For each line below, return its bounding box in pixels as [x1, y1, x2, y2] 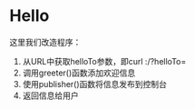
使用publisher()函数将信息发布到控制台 [22, 78, 168, 89]
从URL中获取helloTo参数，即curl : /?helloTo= [22, 55, 187, 66]
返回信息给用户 [22, 90, 79, 101]
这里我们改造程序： [9, 36, 82, 47]
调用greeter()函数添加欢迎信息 [22, 67, 136, 78]
